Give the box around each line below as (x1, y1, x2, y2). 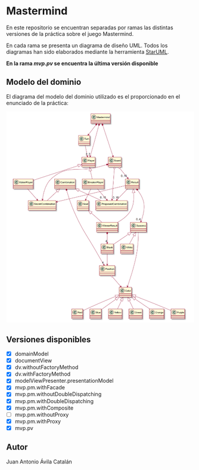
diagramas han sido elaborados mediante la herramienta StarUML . (6, 48, 169, 55)
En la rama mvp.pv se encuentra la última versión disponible (6, 60, 158, 67)
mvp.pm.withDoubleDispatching (14, 397, 94, 404)
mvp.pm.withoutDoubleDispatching (14, 391, 102, 398)
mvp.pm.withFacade (14, 384, 66, 391)
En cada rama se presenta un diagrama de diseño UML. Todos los (6, 42, 168, 49)
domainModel (14, 351, 49, 358)
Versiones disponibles (6, 334, 91, 345)
